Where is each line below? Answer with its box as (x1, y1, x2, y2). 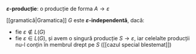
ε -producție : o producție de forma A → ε (6, 5, 110, 12)
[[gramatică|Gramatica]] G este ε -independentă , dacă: (6, 17, 145, 23)
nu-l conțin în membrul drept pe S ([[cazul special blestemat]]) (15, 41, 172, 48)
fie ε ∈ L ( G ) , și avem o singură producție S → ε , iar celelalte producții (15, 35, 190, 41)
